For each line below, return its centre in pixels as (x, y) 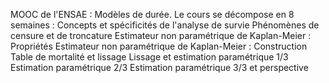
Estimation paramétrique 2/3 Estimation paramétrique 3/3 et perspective (159, 67)
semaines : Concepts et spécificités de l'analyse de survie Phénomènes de (165, 25)
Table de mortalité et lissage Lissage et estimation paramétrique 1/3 (149, 57)
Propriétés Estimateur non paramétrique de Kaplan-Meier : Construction (159, 46)
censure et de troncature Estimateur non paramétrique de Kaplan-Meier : (161, 35)
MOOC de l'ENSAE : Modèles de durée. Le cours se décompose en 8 (152, 14)
